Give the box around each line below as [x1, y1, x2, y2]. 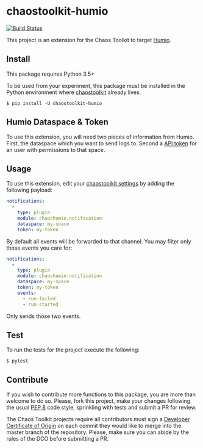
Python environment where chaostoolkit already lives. [6, 89, 141, 96]
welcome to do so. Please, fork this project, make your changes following [6, 397, 191, 405]
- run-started [22, 301, 59, 308]
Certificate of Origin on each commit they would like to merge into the [6, 422, 182, 430]
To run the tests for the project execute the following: [6, 346, 140, 353]
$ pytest [6, 358, 29, 364]
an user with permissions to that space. [6, 146, 105, 153]
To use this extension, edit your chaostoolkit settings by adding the [6, 180, 175, 187]
